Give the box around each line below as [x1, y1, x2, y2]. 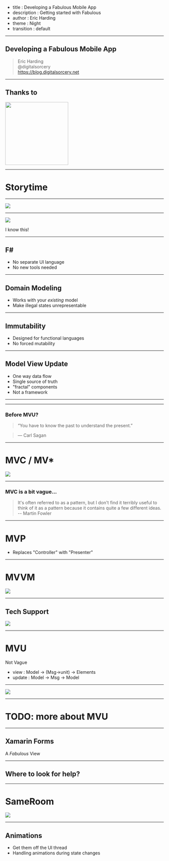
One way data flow [12, 373, 52, 379]
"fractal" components [12, 383, 58, 389]
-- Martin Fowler [17, 510, 52, 516]
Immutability [5, 322, 46, 330]
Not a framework [12, 389, 48, 395]
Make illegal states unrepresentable [12, 302, 87, 308]
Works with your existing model [12, 297, 78, 303]
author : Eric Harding [12, 15, 56, 21]
